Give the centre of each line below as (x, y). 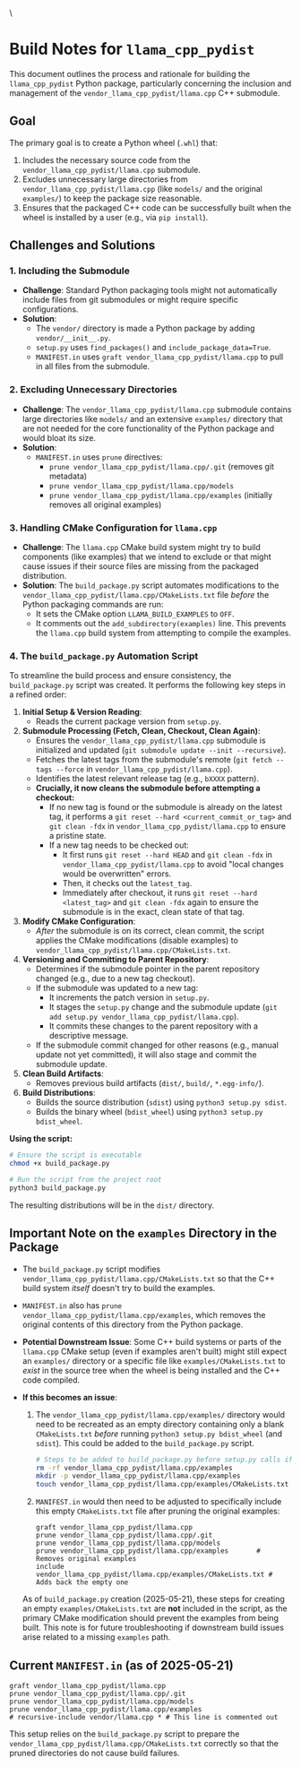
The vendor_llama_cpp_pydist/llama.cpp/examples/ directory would (160, 1414)
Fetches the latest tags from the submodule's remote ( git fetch (154, 760)
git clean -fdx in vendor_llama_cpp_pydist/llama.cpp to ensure (168, 826)
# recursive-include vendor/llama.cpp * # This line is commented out (144, 1717)
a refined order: (38, 694)
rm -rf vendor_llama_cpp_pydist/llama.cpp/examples (134, 1468)
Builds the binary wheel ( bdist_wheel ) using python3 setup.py (149, 1112)
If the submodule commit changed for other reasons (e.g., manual (157, 1045)
